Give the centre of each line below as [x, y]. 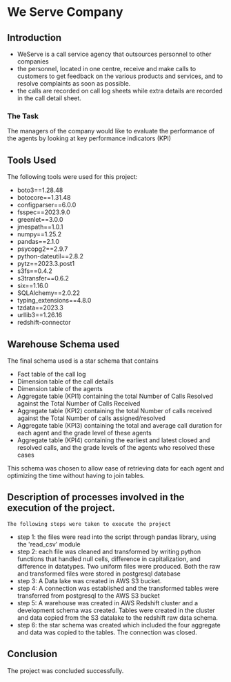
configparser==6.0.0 [47, 205]
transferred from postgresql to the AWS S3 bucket [88, 596]
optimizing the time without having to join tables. [76, 475]
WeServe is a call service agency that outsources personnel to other [114, 54]
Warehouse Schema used [63, 344]
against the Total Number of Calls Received [79, 403]
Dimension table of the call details [65, 381]
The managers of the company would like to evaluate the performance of [111, 131]
